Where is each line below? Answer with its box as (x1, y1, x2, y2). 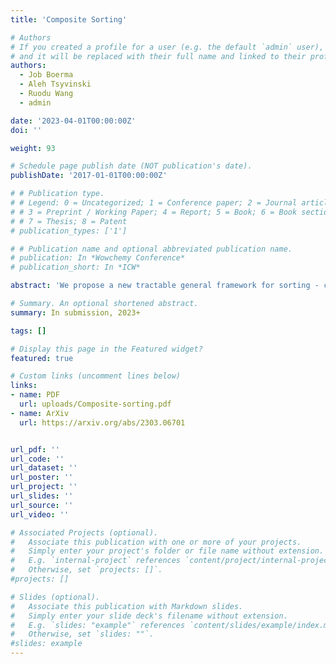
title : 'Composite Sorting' (10, 14, 128, 25)
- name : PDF (10, 390, 60, 400)
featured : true (10, 353, 74, 363)
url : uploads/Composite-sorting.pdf (19, 399, 172, 409)
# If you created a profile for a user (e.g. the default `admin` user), (10, 42, 325, 52)
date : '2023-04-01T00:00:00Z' (10, 116, 137, 126)
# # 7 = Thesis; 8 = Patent (10, 216, 128, 226)
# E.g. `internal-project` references (10, 556, 182, 566)
